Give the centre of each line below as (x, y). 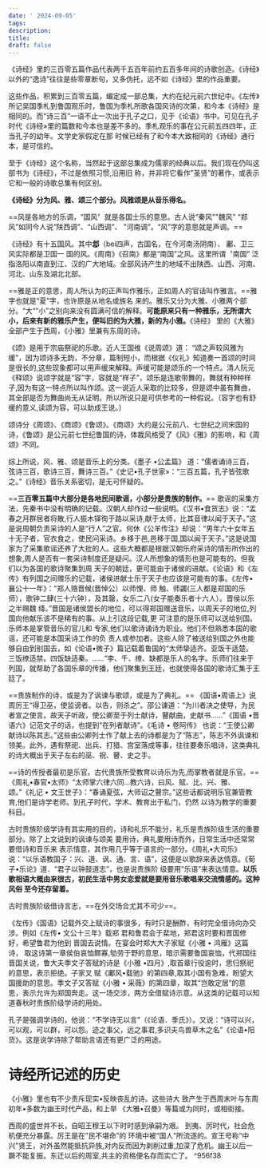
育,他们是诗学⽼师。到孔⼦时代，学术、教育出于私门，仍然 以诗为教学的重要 (132, 802)
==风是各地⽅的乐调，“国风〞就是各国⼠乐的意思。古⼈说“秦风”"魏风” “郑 (128, 217)
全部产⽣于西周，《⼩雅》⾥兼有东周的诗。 (77, 331)
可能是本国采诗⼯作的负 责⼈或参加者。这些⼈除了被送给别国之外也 (138, 638)
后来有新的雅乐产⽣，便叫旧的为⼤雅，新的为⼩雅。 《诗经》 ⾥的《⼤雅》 (140, 321)
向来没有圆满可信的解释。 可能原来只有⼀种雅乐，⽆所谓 (154, 311)
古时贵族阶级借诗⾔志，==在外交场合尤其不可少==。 (95, 906)
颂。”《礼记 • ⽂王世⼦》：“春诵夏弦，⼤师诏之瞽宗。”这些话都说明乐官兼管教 (130, 793)
